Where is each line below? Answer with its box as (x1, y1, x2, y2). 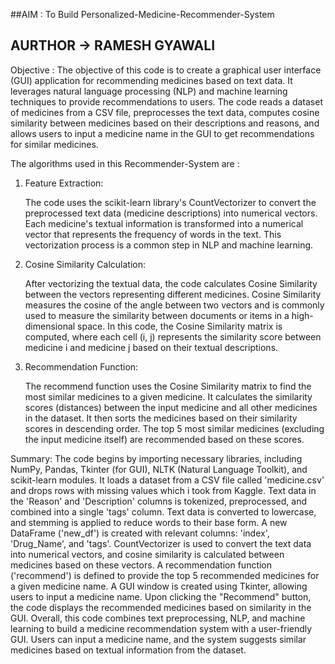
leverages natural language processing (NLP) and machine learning (10, 85, 288, 97)
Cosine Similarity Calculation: (24, 258, 146, 270)
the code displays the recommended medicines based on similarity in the (10, 601, 312, 613)
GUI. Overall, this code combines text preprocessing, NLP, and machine (10, 612, 306, 624)
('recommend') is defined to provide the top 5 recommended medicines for (10, 569, 320, 581)
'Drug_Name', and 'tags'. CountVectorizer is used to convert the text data (10, 537, 312, 549)
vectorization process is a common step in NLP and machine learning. (24, 239, 314, 251)
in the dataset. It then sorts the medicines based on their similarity (24, 412, 298, 424)
